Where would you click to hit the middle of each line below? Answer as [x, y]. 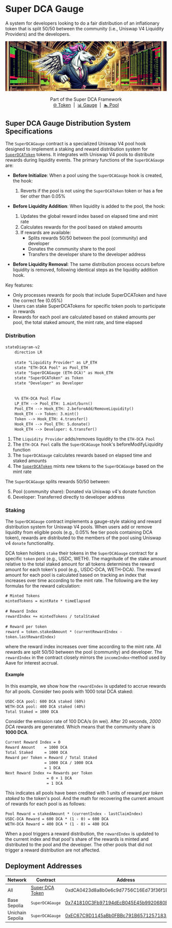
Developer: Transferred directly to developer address [69, 497]
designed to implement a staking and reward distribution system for [77, 149]
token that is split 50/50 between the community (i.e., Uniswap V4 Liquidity [85, 28]
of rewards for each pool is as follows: [46, 804]
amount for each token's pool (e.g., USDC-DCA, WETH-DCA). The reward [83, 569]
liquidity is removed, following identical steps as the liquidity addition [85, 270]
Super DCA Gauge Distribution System [68, 123]
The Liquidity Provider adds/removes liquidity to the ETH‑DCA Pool [84, 439]
